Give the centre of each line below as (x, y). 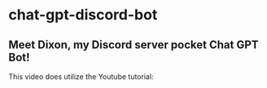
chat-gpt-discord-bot (83, 15)
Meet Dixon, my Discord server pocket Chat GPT (133, 45)
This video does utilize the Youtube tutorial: (81, 77)
